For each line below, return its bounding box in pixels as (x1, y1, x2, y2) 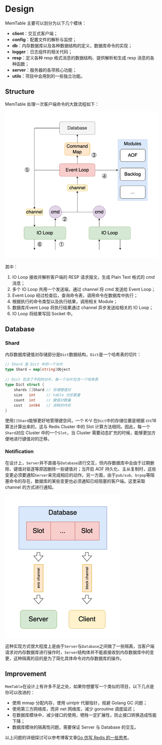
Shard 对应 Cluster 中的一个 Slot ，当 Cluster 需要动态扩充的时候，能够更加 (5, 430, 152, 436)
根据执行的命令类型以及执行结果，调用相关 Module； (12, 299, 118, 305)
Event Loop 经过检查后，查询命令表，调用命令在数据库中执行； (12, 292, 138, 298)
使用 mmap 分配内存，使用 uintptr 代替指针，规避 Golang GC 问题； (12, 700, 147, 706)
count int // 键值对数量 (14, 398, 71, 402)
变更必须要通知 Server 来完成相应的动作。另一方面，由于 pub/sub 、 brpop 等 (5, 472, 150, 478)
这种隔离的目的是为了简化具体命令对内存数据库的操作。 (13, 655, 124, 661)
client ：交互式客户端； (12, 30, 58, 36)
